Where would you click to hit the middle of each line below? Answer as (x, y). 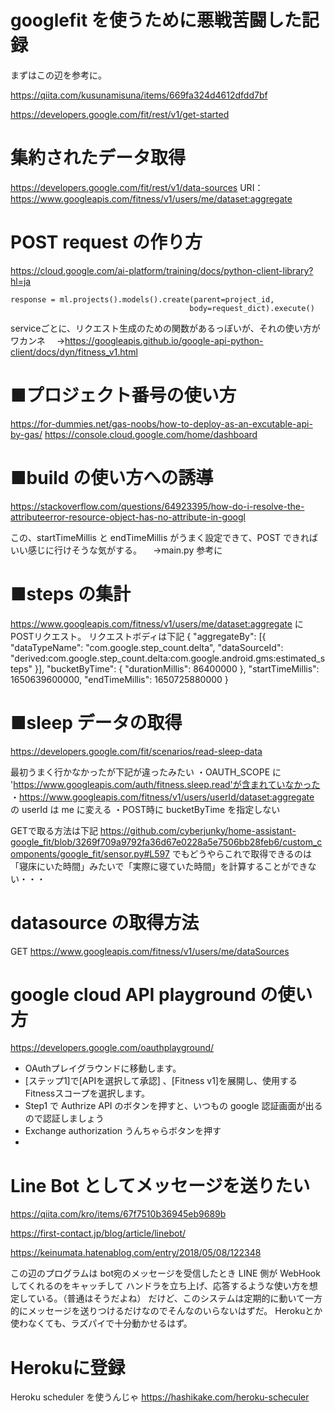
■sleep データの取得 (96, 722)
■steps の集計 (70, 593)
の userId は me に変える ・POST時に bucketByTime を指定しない (145, 809)
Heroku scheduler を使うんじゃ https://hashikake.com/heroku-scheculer (160, 1397)
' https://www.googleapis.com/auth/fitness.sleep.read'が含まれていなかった (165, 784)
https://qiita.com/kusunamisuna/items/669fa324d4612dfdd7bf (139, 95)
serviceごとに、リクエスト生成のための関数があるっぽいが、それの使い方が (165, 328)
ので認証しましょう (64, 1118)
